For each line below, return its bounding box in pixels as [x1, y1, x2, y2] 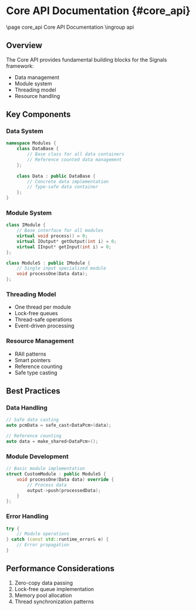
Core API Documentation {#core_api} [6, 4, 191, 18]
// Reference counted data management [27, 157, 122, 163]
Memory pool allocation [14, 592, 72, 599]
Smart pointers [14, 356, 51, 363]
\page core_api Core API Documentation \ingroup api [6, 23, 134, 31]
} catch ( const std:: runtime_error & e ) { [6, 536, 109, 542]
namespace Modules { [6, 140, 57, 146]
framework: [6, 62, 34, 69]
